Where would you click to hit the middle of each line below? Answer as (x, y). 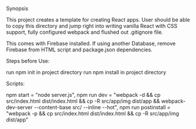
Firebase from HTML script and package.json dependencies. (79, 50)
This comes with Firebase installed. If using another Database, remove (91, 43)
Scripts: (16, 83)
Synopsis (17, 8)
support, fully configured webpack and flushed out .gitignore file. (85, 32)
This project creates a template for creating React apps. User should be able (98, 20)
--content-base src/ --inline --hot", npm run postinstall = (102, 107)
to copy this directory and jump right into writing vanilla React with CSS (92, 26)
